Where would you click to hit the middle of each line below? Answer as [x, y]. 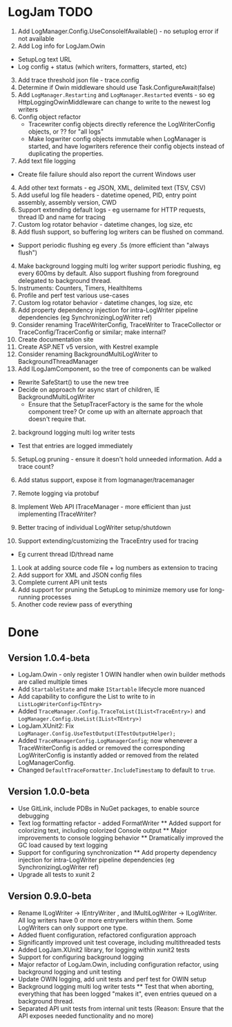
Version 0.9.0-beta [50, 896]
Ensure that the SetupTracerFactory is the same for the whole [116, 404]
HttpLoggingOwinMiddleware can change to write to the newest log [114, 102]
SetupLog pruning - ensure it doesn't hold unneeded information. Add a [120, 459]
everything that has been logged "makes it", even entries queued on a [117, 994]
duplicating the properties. [66, 154]
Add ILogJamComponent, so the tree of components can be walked [114, 369]
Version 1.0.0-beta [49, 792]
